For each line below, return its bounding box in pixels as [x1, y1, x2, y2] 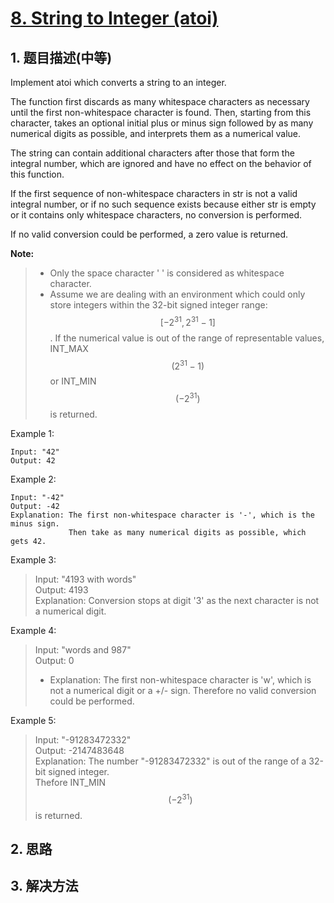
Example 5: [10, 714, 57, 726]
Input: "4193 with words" [34, 573, 137, 585]
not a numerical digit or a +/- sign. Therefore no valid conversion [49, 684, 317, 696]
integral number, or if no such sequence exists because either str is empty [10, 198, 317, 210]
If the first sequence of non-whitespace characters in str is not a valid [10, 188, 298, 199]
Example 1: [10, 427, 55, 439]
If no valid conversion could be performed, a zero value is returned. [10, 228, 288, 240]
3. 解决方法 [10, 878, 79, 895]
